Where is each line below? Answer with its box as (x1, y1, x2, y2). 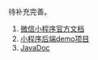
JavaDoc (19, 43, 50, 52)
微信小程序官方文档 (19, 24, 85, 34)
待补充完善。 (8, 7, 51, 16)
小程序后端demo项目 (19, 34, 90, 43)
